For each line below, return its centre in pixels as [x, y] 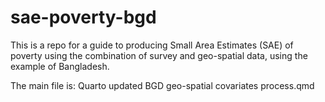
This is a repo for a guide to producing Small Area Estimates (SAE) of [152, 45]
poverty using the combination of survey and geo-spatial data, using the [159, 55]
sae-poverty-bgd [83, 17]
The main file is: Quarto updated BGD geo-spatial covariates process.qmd [162, 85]
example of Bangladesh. [60, 66]
